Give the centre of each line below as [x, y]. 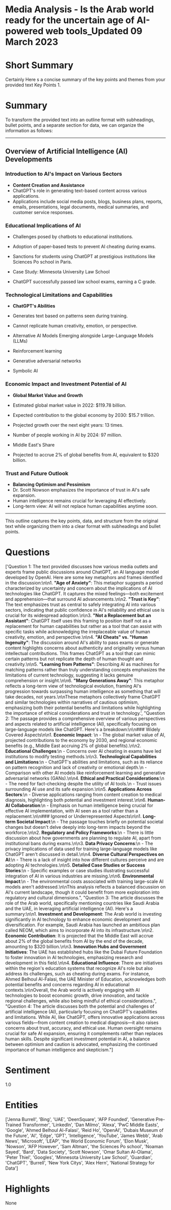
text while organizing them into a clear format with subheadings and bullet [83, 526]
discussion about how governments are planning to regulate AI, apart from [83, 838]
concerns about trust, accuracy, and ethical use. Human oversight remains [83, 1028]
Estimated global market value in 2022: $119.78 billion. [69, 405]
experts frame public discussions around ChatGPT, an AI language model [82, 572]
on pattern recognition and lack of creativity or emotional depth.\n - [76, 767]
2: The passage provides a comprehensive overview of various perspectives [85, 718]
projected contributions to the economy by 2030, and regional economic [81, 740]
